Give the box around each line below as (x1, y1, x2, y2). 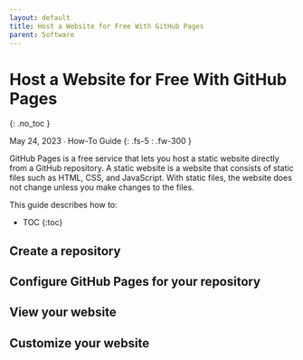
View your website (9, 305, 117, 320)
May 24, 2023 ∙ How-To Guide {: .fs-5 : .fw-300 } (9, 136, 193, 147)
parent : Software (9, 30, 75, 39)
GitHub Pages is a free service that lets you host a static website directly (9, 153, 280, 164)
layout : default (9, 13, 71, 23)
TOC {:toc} (22, 217, 63, 228)
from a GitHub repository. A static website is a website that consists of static (9, 163, 294, 174)
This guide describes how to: (9, 200, 118, 211)
